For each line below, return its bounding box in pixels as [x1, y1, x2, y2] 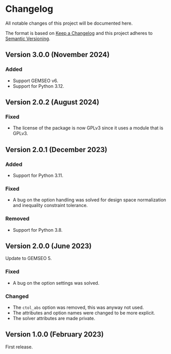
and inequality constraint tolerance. [12, 202, 88, 209]
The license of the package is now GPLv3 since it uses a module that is [12, 125, 163, 131]
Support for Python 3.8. [12, 227, 63, 233]
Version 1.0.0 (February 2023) [5, 330, 104, 339]
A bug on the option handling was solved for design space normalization [12, 197, 166, 203]
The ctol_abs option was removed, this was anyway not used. [12, 304, 144, 310]
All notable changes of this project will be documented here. [5, 20, 133, 26]
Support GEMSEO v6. [12, 78, 59, 84]
